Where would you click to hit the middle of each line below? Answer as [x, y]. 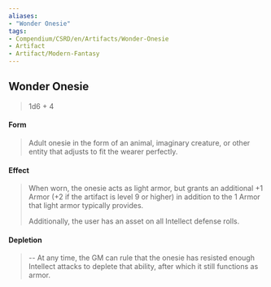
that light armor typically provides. [86, 206]
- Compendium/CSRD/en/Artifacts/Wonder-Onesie [89, 39]
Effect [19, 170]
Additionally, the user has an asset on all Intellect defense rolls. [134, 221]
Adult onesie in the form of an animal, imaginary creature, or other [139, 143]
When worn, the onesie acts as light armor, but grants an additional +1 [145, 189]
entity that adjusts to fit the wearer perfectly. [103, 152]
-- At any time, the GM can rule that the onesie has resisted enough [141, 258]
